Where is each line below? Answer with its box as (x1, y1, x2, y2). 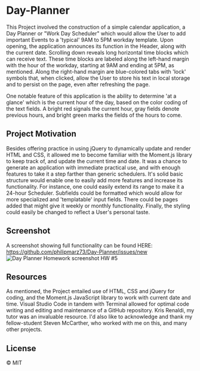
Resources (6, 272, 47, 282)
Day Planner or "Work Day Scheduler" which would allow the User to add (6, 29, 186, 37)
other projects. (6, 326, 43, 333)
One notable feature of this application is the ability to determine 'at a (6, 92, 177, 99)
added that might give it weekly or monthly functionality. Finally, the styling (6, 202, 190, 209)
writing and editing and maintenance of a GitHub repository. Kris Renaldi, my (6, 307, 195, 314)
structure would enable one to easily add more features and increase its (6, 176, 183, 183)
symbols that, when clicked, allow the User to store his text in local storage (6, 74, 190, 82)
